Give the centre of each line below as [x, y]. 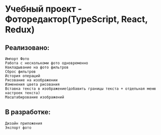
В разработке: [28, 112]
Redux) [20, 30]
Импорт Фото [17, 59]
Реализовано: [27, 48]
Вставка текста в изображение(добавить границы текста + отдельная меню [80, 89]
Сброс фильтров [20, 72]
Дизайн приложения [24, 123]
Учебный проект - [43, 9]
